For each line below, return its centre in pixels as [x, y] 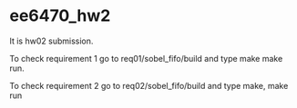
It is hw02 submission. [51, 41]
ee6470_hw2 [60, 16]
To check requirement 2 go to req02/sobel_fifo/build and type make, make [149, 85]
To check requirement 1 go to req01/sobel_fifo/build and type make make [146, 58]
